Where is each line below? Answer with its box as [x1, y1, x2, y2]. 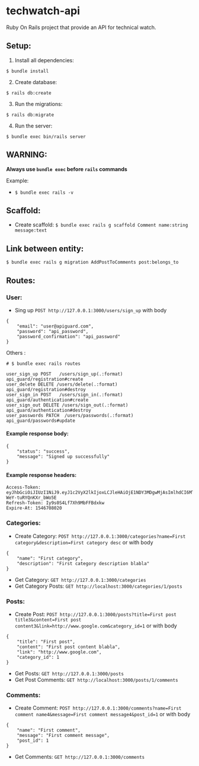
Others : [6, 349, 26, 356]
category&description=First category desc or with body [14, 539, 153, 546]
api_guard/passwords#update [6, 418, 76, 424]
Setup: [6, 41, 31, 51]
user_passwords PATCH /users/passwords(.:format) [6, 412, 134, 418]
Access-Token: [6, 485, 41, 491]
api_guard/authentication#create [6, 397, 89, 403]
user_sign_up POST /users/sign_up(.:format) [6, 371, 123, 377]
